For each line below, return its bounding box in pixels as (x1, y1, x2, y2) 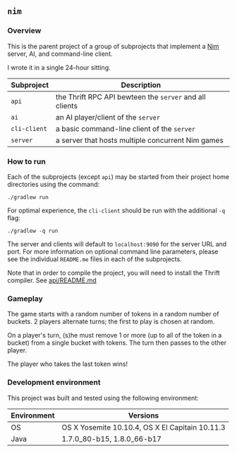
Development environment (7, 377, 101, 387)
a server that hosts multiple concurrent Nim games (55, 135, 224, 145)
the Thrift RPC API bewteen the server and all (55, 92, 206, 102)
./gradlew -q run (7, 227, 59, 234)
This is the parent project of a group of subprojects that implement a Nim (7, 42, 219, 50)
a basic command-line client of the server (55, 124, 196, 134)
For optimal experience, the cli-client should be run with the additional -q (7, 206, 226, 214)
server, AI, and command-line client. (7, 50, 113, 58)
